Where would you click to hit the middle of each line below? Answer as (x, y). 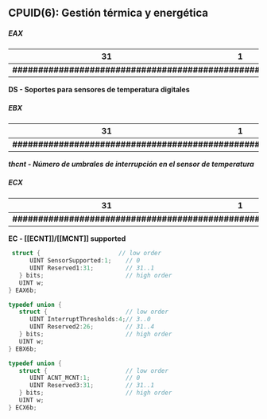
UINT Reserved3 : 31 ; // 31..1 (92, 386)
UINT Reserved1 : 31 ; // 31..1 (92, 268)
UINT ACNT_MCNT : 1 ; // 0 (85, 378)
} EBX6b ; (23, 349)
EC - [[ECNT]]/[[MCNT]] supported (67, 239)
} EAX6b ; (23, 290)
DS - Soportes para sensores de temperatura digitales (99, 90)
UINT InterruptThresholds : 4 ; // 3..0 (90, 320)
